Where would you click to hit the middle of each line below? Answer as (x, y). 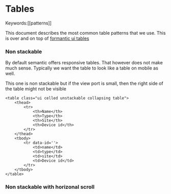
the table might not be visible (36, 89)
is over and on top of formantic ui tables (47, 38)
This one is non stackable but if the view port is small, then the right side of (84, 83)
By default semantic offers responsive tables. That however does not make (84, 63)
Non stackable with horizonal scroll (50, 187)
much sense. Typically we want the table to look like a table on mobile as (82, 68)
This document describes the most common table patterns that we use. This (86, 33)
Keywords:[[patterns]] (29, 23)
